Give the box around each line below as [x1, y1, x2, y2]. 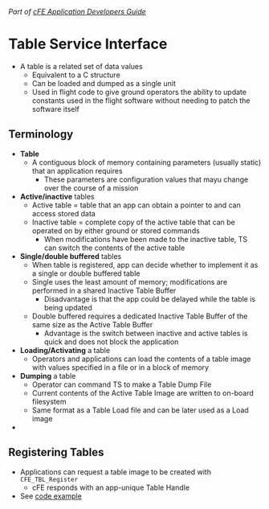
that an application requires [31, 166, 123, 175]
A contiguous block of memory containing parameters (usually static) [31, 157, 262, 167]
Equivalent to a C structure [31, 70, 120, 80]
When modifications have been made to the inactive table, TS [43, 234, 248, 244]
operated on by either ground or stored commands [31, 225, 201, 236]
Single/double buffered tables [19, 251, 122, 261]
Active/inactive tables [19, 191, 95, 201]
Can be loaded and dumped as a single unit [31, 78, 177, 88]
